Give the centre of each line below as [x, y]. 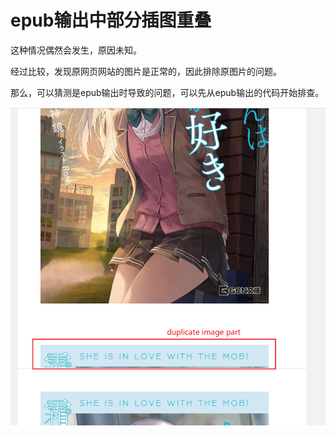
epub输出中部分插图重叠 [111, 20]
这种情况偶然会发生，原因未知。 [76, 50]
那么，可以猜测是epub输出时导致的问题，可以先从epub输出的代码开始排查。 [167, 92]
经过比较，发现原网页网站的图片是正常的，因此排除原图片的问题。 [146, 71]
